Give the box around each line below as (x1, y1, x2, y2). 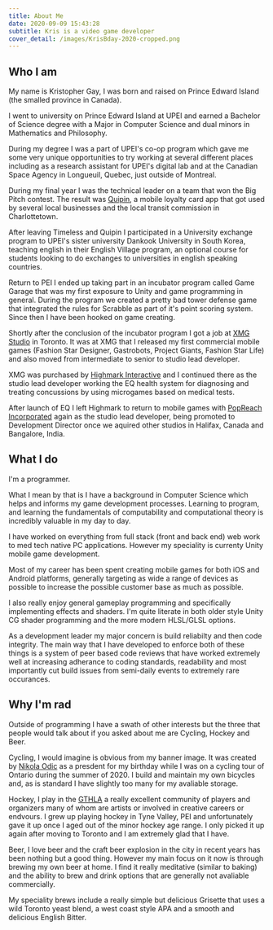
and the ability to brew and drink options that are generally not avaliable (8, 871, 249, 880)
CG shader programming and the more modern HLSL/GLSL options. (8, 615, 236, 625)
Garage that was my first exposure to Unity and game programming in (8, 287, 243, 296)
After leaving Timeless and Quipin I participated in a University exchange (8, 227, 253, 237)
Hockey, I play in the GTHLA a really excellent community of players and (8, 794, 251, 804)
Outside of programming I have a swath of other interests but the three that (8, 719, 261, 729)
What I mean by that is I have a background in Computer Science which (8, 489, 249, 499)
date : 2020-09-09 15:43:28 (8, 20, 100, 28)
